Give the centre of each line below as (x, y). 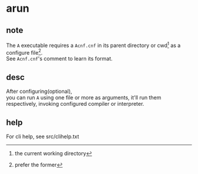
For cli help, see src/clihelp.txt (43, 136)
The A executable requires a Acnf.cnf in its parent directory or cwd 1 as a (93, 45)
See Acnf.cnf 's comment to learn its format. (60, 59)
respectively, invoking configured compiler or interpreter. (75, 104)
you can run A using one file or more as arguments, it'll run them (84, 98)
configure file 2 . (24, 52)
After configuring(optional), (39, 91)
